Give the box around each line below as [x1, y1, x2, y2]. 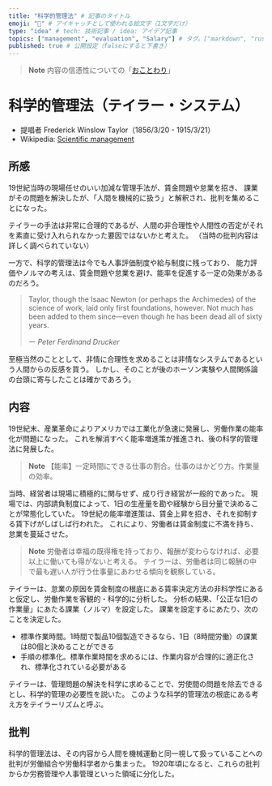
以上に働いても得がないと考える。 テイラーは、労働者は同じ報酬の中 [28, 556, 257, 566]
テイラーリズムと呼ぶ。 [29, 699, 108, 709]
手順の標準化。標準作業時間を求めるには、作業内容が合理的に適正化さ [19, 651, 255, 661]
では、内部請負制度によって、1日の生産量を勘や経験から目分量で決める [15, 498, 252, 508]
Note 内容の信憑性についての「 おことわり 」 [28, 66, 175, 75]
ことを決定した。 [8, 614, 66, 624]
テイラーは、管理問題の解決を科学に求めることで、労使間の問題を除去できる [8, 679, 263, 689]
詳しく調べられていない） [8, 240, 94, 250]
